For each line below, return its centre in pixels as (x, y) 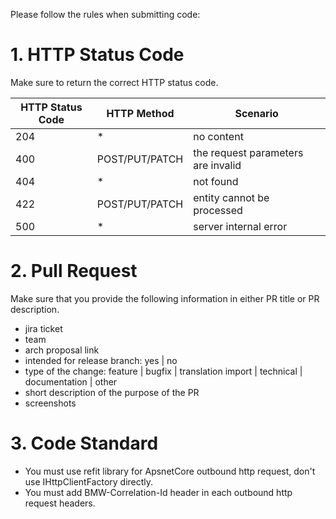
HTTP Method (140, 113)
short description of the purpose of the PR (112, 392)
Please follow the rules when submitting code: (105, 14)
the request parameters (248, 152)
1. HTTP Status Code (97, 55)
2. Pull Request (74, 271)
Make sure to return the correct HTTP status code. (114, 82)
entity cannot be (231, 197)
